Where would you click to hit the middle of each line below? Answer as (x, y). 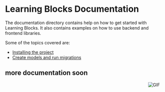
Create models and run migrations (47, 57)
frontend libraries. (23, 33)
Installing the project (33, 52)
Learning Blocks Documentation (72, 9)
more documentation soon (46, 73)
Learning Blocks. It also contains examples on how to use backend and (77, 28)
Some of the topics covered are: (38, 42)
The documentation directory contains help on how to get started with (76, 23)
